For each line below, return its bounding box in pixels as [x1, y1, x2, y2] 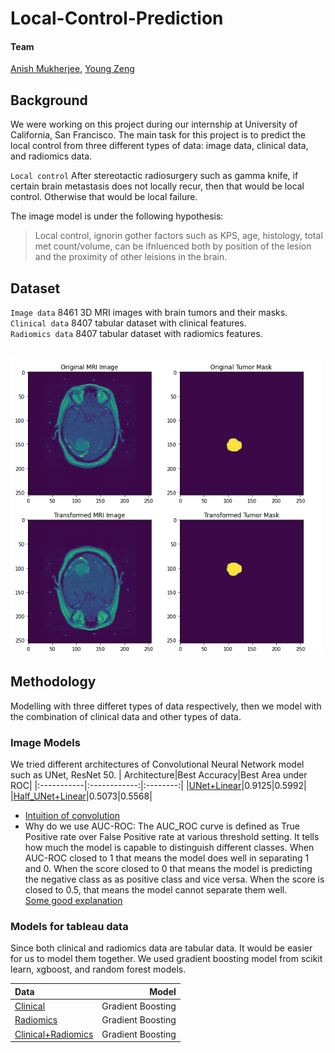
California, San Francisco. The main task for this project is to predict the [10, 129, 306, 141]
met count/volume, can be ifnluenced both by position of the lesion [34, 240, 312, 252]
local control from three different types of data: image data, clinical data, [10, 140, 309, 152]
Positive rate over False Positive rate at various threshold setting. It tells [24, 831, 320, 842]
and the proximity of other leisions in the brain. [34, 251, 228, 263]
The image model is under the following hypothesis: [10, 210, 224, 222]
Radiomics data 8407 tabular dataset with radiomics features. [10, 328, 263, 340]
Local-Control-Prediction [10, 7, 224, 30]
